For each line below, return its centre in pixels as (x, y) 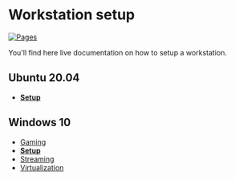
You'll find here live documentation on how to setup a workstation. (118, 52)
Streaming (37, 159)
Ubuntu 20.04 (44, 78)
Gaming (33, 141)
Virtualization (42, 167)
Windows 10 (40, 123)
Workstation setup (72, 15)
